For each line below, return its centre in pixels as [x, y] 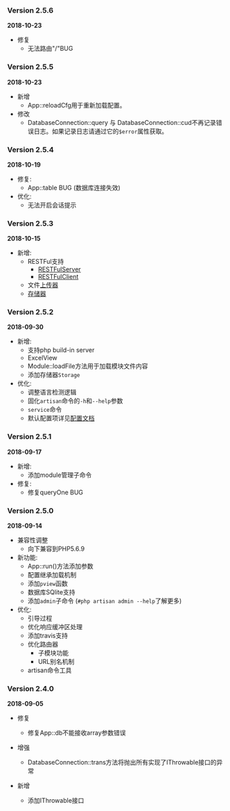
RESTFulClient [58, 277]
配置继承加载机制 [52, 575]
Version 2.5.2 [30, 312]
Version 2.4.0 [30, 688]
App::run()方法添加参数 [60, 566]
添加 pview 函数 [47, 584]
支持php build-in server [61, 350]
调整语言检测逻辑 [52, 392]
